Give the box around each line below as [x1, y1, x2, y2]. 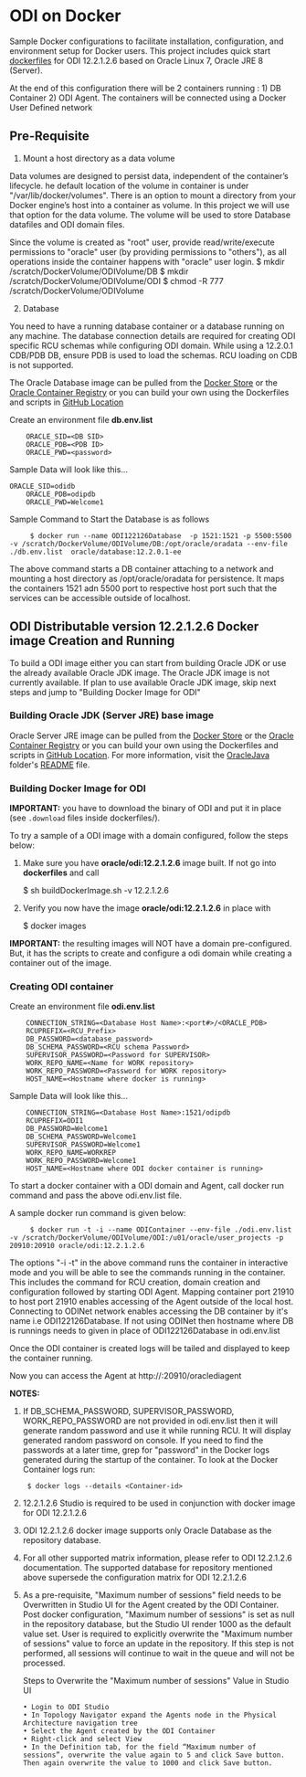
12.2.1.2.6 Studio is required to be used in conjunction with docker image [22, 1497, 296, 1508]
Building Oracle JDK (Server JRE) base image [9, 709, 215, 722]
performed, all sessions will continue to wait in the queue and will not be [22, 1648, 295, 1659]
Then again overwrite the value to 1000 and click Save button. [22, 1759, 273, 1768]
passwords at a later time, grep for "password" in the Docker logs [22, 1444, 270, 1455]
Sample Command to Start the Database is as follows [9, 513, 210, 524]
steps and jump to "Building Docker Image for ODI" [9, 686, 201, 697]
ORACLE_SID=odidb [9, 481, 76, 491]
